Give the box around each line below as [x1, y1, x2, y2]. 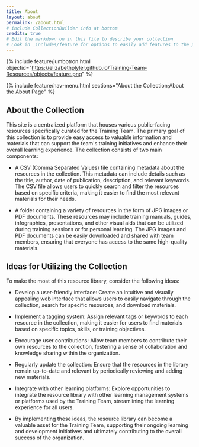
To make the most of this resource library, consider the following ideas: [6, 277, 179, 284]
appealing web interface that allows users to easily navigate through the [14, 295, 191, 302]
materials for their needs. [14, 195, 76, 202]
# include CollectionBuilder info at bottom [6, 25, 118, 31]
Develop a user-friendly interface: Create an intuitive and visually [14, 289, 174, 296]
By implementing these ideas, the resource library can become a [14, 415, 173, 422]
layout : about [6, 14, 41, 20]
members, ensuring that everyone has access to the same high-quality [14, 238, 188, 245]
